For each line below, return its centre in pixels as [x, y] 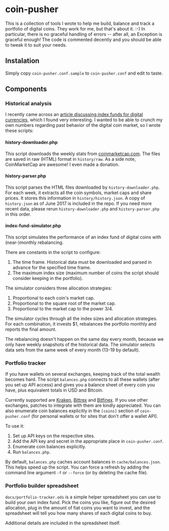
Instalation [22, 61]
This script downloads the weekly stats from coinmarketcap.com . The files [83, 154]
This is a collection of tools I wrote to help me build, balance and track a [80, 23]
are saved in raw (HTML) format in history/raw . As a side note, [71, 159]
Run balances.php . [32, 452]
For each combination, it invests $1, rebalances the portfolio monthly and [81, 324]
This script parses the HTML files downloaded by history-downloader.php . [82, 187]
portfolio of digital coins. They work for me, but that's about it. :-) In [75, 28]
